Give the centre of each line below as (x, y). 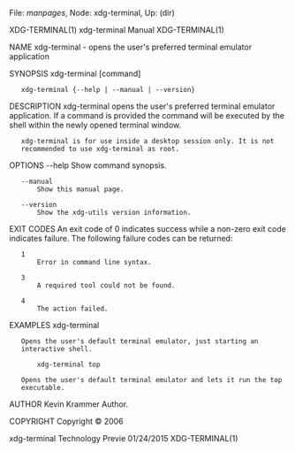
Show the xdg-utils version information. (114, 212)
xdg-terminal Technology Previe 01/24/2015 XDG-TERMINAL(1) (124, 438)
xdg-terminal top (68, 364)
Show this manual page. (80, 189)
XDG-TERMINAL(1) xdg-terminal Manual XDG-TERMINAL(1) (117, 30)
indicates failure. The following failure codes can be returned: (121, 238)
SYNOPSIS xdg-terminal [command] (75, 73)
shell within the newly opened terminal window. (95, 125)
